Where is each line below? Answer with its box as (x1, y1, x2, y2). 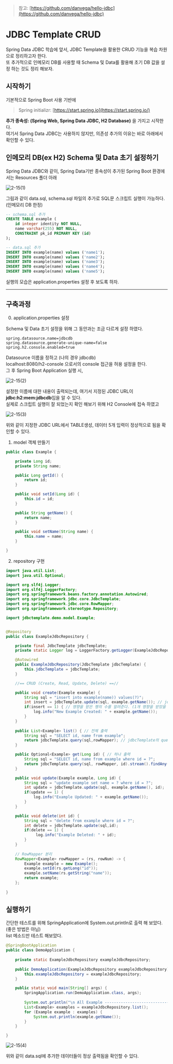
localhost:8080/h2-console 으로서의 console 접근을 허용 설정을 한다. (6, 360, 147, 367)
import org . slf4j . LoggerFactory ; (6, 587, 78, 592)
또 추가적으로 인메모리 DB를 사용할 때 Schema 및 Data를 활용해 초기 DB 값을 (6, 59, 160, 65)
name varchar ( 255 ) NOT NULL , (15, 226, 78, 232)
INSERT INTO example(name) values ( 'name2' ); (6, 254, 105, 260)
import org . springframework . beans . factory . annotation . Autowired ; (6, 592, 148, 597)
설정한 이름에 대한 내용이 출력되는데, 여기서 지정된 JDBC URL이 (6, 388, 133, 394)
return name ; (24, 515, 52, 520)
